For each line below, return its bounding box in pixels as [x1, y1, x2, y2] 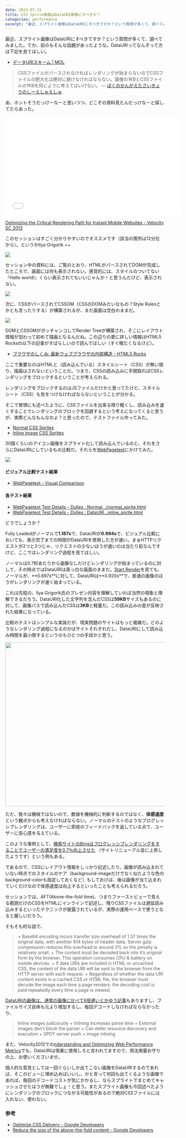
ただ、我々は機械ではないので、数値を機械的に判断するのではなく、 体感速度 [5, 811, 164, 817]
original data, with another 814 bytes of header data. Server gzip [17, 939, 152, 945]
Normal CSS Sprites [12, 425, 54, 431]
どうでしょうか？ [5, 520, 41, 526]
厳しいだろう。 [14, 913, 45, 919]
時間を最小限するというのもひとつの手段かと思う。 [9, 632, 115, 638]
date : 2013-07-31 [5, 7, 42, 13]
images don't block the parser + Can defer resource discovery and [17, 1025, 156, 1032]
